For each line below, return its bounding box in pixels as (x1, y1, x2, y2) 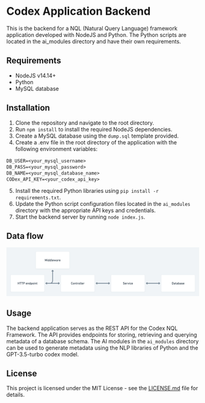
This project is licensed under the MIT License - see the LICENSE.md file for (6, 385, 198, 392)
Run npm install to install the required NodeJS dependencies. (15, 125, 173, 133)
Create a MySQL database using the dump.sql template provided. (15, 132, 179, 139)
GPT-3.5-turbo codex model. (6, 350, 80, 358)
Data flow (6, 230, 44, 241)
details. (6, 391, 25, 399)
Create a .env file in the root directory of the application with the (15, 138, 177, 146)
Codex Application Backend (6, 4, 151, 18)
